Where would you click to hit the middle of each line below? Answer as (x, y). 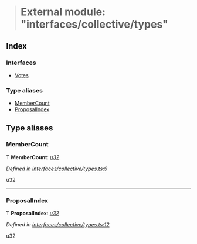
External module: (63, 12)
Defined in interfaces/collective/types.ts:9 (57, 169)
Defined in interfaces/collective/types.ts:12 (58, 225)
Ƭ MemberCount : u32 (33, 157)
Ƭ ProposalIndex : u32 (33, 214)
